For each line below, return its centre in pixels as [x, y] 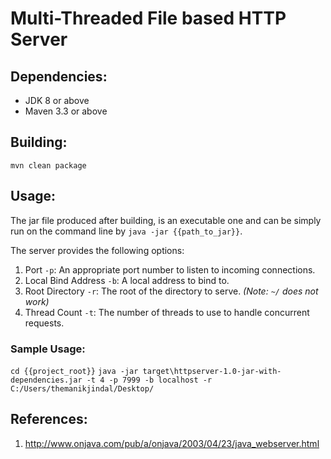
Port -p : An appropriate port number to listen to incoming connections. [170, 269]
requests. [44, 323]
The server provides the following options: [97, 250]
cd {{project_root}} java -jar [74, 371]
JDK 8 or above [57, 100]
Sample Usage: [48, 349]
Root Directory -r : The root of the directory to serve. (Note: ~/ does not [171, 291]
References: [49, 419]
